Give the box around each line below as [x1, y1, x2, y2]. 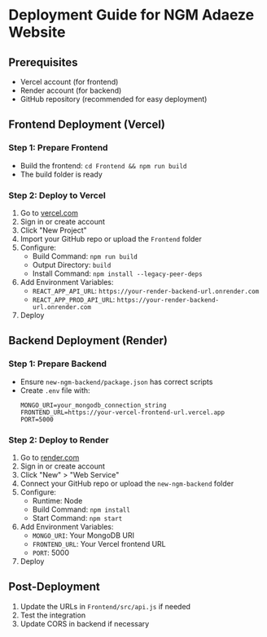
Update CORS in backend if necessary [20, 618, 150, 628]
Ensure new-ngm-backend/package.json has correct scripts [20, 377, 213, 386]
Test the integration [20, 610, 86, 620]
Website [8, 23, 66, 41]
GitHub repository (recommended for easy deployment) [20, 94, 208, 103]
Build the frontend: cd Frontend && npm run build [20, 160, 187, 170]
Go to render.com [20, 452, 80, 462]
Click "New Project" [20, 225, 87, 235]
